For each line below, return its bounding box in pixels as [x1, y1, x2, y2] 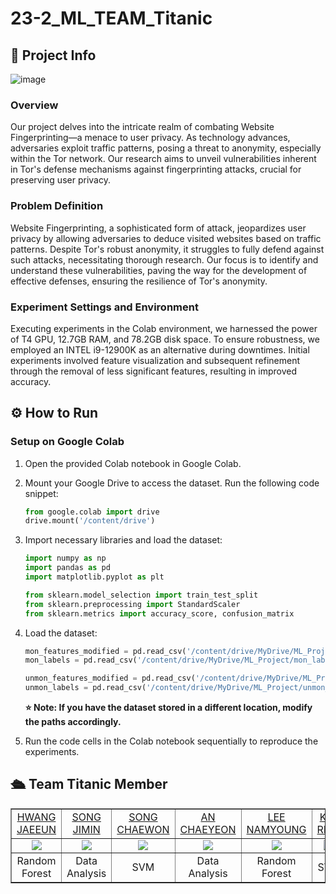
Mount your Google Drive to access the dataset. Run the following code [24, 477, 320, 489]
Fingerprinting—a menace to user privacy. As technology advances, [10, 132, 291, 144]
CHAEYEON [179, 822, 237, 836]
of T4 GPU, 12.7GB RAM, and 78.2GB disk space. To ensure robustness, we [10, 333, 320, 345]
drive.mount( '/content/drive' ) [24, 516, 156, 526]
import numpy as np [24, 553, 107, 564]
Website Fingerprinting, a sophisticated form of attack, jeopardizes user [10, 222, 307, 234]
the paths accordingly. [24, 716, 122, 728]
